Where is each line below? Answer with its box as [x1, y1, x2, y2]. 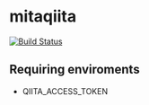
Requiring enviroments [9, 62, 141, 77]
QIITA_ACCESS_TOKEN [22, 85, 109, 96]
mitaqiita [9, 6, 77, 27]
